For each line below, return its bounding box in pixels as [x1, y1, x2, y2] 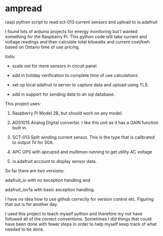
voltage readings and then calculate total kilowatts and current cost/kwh [5, 39, 150, 44]
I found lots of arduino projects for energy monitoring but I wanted [5, 28, 138, 34]
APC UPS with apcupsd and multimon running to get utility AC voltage [12, 149, 152, 155]
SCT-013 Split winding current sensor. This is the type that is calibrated [12, 134, 155, 140]
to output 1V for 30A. [12, 139, 54, 145]
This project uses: [5, 100, 41, 106]
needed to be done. [5, 226, 45, 232]
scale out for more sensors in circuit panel [12, 63, 97, 69]
